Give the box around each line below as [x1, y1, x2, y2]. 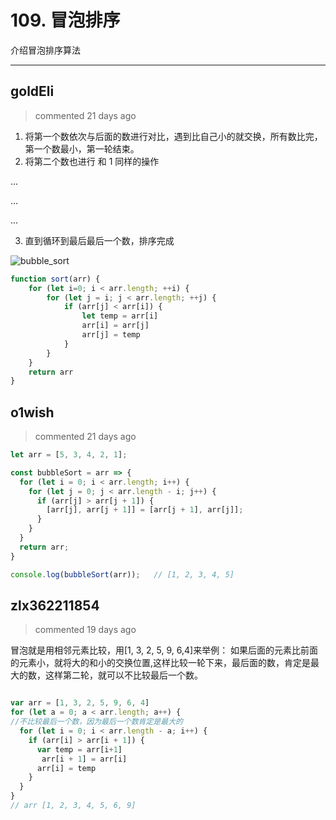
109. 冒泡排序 [10, 9, 121, 32]
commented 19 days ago [34, 624, 137, 636]
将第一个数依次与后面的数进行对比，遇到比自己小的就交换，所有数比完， [24, 130, 323, 142]
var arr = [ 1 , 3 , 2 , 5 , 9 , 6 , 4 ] [10, 698, 150, 708]
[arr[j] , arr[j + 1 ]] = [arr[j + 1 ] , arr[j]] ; [46, 505, 244, 515]
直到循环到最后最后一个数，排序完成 [24, 234, 175, 246]
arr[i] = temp [36, 763, 97, 773]
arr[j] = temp [81, 330, 141, 340]
